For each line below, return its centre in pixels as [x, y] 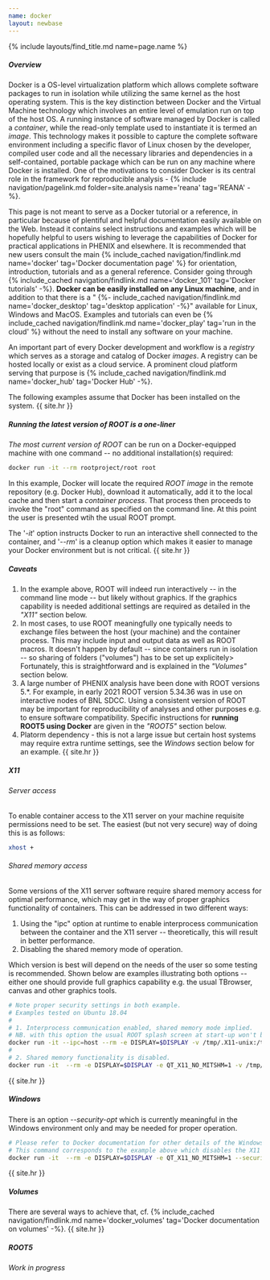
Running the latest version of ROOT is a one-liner [92, 425]
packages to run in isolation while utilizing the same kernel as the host [125, 94]
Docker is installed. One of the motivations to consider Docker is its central [132, 171]
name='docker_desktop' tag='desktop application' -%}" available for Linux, [133, 306]
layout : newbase [35, 23]
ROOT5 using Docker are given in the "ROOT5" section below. [123, 726]
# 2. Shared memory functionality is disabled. [90, 1058]
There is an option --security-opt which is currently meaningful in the [123, 1119]
